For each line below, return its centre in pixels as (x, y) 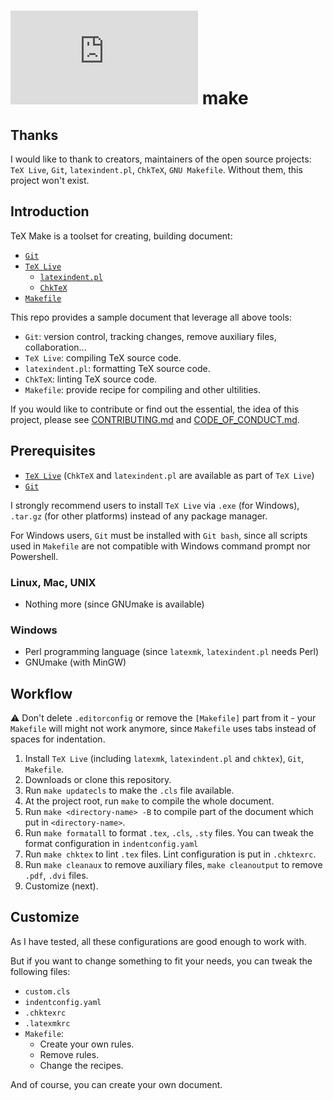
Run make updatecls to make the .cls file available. (129, 791)
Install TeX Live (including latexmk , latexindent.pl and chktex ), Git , (164, 759)
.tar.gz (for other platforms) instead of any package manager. (139, 516)
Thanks (34, 135)
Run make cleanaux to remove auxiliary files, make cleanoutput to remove (173, 865)
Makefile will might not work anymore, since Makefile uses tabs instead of (163, 729)
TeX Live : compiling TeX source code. (103, 357)
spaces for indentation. (58, 739)
